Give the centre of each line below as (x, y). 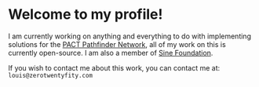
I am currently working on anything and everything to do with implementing (129, 36)
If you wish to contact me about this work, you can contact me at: (114, 67)
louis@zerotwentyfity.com (50, 75)
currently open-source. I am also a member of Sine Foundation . (111, 53)
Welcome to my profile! (86, 14)
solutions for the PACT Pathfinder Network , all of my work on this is (117, 44)
